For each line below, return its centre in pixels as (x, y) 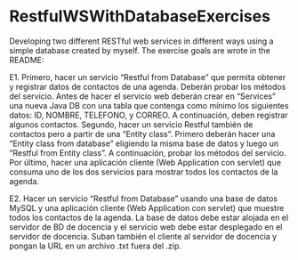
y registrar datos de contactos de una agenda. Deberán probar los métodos (148, 86)
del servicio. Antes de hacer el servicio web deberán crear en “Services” (142, 96)
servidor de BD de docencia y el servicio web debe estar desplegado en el (146, 227)
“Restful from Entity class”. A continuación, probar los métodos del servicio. (148, 152)
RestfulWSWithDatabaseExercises (140, 16)
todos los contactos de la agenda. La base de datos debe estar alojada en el (149, 217)
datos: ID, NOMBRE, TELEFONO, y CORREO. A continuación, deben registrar (149, 115)
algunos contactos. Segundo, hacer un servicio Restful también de (131, 124)
